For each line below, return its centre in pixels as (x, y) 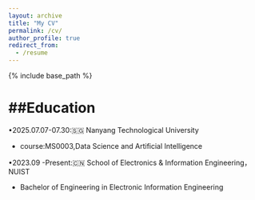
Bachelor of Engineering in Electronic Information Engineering (122, 187)
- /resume (32, 53)
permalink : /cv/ (35, 30)
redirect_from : (34, 46)
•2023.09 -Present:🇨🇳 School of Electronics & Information (106, 162)
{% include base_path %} (50, 76)
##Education (52, 108)
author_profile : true (44, 38)
